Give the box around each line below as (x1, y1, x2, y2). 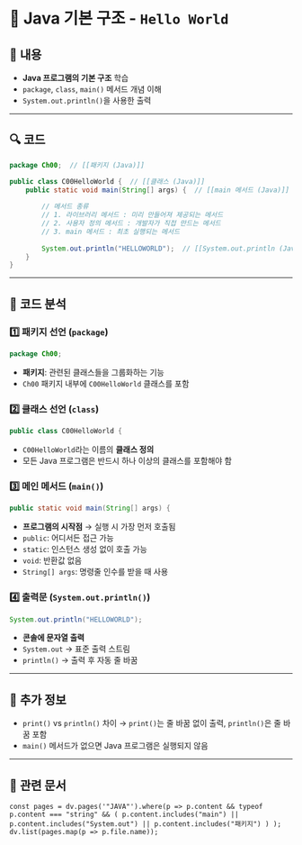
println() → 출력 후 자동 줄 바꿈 (22, 655, 138, 666)
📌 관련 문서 (9, 777, 67, 793)
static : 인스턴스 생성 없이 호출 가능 (22, 544, 148, 555)
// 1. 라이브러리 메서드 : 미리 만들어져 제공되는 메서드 (41, 211, 224, 220)
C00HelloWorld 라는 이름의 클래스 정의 (22, 444, 155, 455)
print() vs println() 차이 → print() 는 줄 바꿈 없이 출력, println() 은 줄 (22, 718, 281, 729)
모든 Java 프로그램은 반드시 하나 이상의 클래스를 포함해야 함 (22, 456, 232, 467)
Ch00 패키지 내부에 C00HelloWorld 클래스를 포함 (22, 377, 190, 388)
